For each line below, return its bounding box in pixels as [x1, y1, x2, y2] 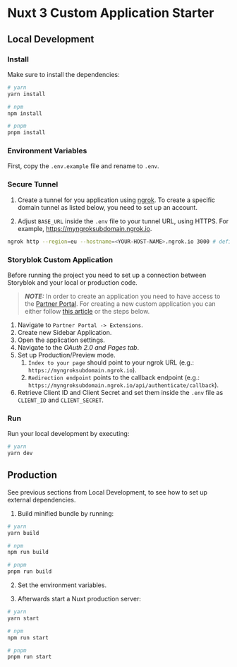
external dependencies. [7, 495, 76, 504]
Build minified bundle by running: [17, 509, 114, 517]
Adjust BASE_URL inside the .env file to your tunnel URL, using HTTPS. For [17, 217, 229, 225]
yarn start [7, 615, 39, 622]
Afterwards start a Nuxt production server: [17, 595, 141, 603]
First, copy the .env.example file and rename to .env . [7, 162, 160, 170]
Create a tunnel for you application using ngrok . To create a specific [17, 196, 216, 204]
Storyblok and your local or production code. [7, 278, 138, 287]
